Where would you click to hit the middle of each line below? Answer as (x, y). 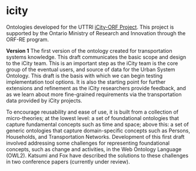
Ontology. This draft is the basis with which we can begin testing (84, 76)
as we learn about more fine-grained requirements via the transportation (94, 94)
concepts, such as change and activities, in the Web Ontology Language (94, 149)
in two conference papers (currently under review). (68, 162)
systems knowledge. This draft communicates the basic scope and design (96, 57)
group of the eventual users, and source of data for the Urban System (91, 69)
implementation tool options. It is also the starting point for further (86, 82)
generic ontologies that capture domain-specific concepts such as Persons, (98, 131)
